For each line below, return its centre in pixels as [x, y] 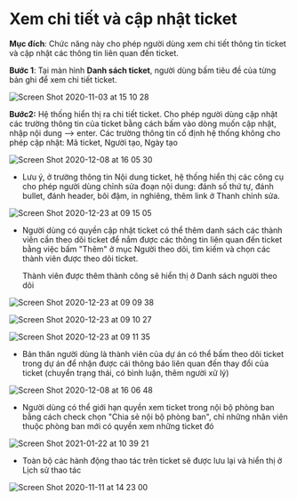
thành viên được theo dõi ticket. [80, 258]
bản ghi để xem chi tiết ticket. [63, 79]
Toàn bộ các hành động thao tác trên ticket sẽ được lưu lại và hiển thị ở [152, 460]
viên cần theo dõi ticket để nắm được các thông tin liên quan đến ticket [152, 239]
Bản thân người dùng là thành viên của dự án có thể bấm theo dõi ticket [153, 354]
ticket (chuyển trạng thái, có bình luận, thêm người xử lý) [125, 372]
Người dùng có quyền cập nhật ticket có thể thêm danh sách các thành [152, 230]
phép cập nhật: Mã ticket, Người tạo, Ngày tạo [93, 142]
